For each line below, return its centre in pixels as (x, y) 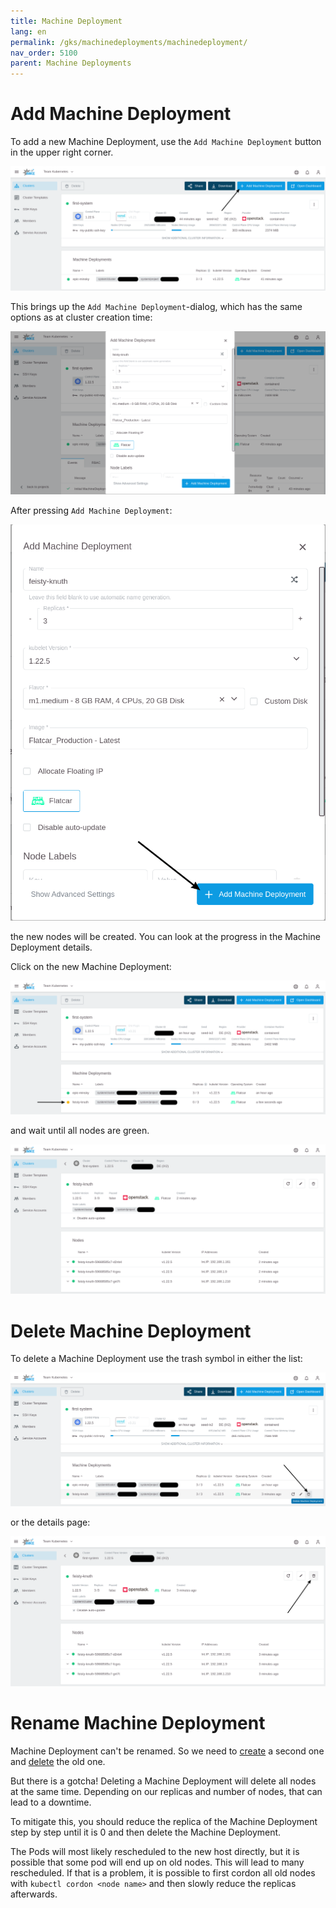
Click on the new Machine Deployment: (91, 966)
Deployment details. (51, 947)
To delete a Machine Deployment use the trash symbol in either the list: (156, 1359)
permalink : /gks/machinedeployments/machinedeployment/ (129, 42)
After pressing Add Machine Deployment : (91, 511)
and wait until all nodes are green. (80, 1131)
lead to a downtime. (51, 1802)
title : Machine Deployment (66, 21)
